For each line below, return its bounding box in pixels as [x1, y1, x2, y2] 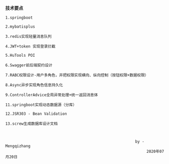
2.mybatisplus [5, 24, 36, 29]
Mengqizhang [5, 144, 31, 149]
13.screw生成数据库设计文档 [5, 121, 58, 126]
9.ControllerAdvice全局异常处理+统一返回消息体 [5, 92, 98, 98]
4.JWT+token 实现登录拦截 [5, 44, 56, 49]
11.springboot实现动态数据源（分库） [5, 102, 77, 107]
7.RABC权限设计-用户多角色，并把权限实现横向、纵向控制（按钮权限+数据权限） [5, 73, 149, 78]
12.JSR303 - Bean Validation [5, 111, 67, 116]
